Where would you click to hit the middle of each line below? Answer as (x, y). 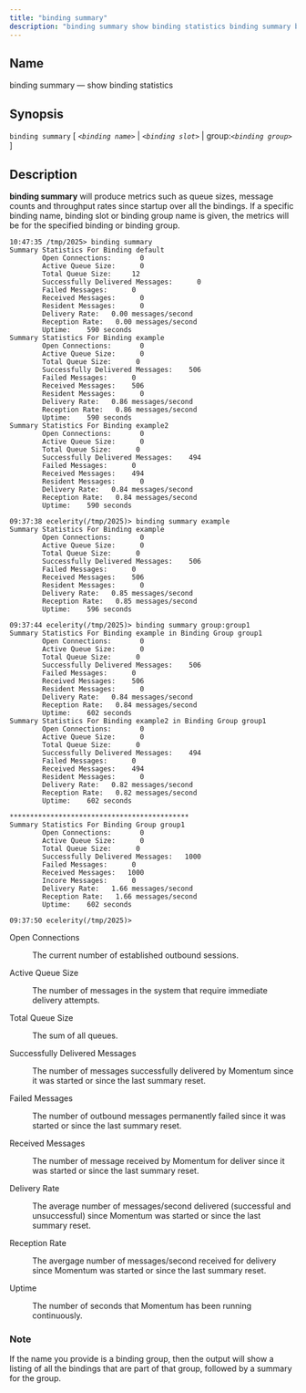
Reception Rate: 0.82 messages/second (120, 793)
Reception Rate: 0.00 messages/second (120, 322)
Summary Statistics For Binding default (87, 250)
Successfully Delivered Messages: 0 (122, 282)
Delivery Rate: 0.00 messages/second (118, 314)
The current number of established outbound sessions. (136, 955)
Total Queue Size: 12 (92, 274)
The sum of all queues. (75, 1035)
